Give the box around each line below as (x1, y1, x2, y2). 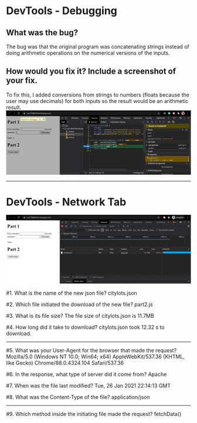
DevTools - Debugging (6, 4, 117, 18)
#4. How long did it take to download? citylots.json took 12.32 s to (6, 324, 165, 331)
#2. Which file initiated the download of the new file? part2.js (6, 301, 154, 308)
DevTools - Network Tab (6, 195, 127, 208)
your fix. (6, 75, 38, 86)
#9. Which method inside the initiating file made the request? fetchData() (6, 410, 182, 417)
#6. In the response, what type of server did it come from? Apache (6, 371, 167, 378)
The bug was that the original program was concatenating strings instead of (6, 43, 189, 50)
